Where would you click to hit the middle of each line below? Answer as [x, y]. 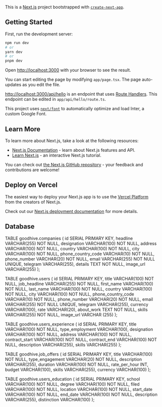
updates [13, 85]
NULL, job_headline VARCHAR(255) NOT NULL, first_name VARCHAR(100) [79, 284]
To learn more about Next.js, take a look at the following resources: [72, 141]
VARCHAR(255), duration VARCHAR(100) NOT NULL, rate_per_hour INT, [77, 364]
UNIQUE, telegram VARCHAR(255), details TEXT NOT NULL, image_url [75, 264]
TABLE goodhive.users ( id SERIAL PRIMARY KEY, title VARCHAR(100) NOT [80, 278]
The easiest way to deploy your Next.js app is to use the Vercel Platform [77, 196]
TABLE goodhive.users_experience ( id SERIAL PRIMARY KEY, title [71, 324]
